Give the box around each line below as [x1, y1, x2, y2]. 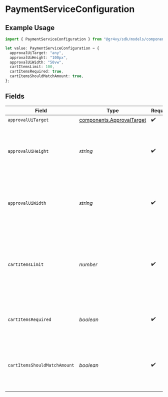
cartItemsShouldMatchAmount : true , [9, 74, 84, 79]
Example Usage [5, 24, 55, 32]
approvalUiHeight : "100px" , [9, 55, 68, 60]
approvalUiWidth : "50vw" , [9, 60, 64, 65]
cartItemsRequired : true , [9, 69, 64, 74]
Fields [5, 92, 25, 101]
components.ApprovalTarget [79, 117, 146, 124]
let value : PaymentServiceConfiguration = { [5, 46, 99, 51]
